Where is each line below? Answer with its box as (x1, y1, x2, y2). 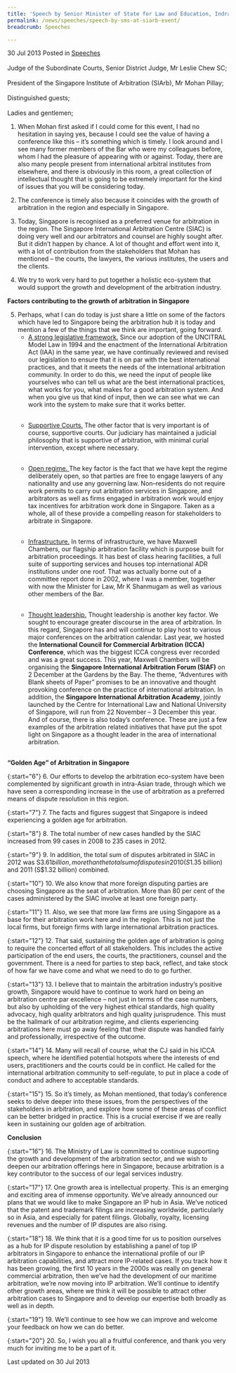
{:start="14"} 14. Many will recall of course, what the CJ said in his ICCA (7, 1046, 216, 1054)
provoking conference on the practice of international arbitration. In (27, 685, 223, 694)
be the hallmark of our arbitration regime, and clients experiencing (7, 1018, 199, 1026)
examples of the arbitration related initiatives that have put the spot (27, 723, 223, 732)
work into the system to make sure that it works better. (27, 400, 186, 409)
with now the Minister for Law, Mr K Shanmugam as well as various (27, 582, 223, 591)
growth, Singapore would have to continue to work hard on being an (7, 987, 204, 996)
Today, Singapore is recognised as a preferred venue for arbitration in (17, 217, 220, 226)
